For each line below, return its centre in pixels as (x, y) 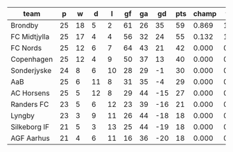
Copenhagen (32, 59)
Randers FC (30, 104)
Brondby (25, 25)
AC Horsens (30, 93)
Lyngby (23, 116)
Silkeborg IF (30, 127)
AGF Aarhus (30, 138)
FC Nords (26, 48)
